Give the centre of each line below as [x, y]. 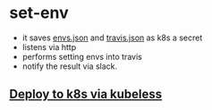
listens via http [49, 47]
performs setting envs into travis [82, 56]
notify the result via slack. [70, 66]
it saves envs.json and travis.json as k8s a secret [112, 38]
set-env [39, 13]
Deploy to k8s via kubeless [86, 94]
